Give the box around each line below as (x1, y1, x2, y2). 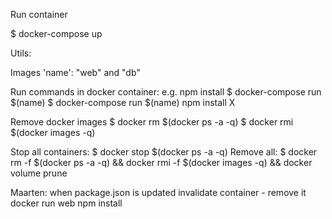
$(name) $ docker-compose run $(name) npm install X (10, 97, 236, 108)
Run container (10, 9, 68, 20)
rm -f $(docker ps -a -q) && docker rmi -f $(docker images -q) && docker (10, 157, 313, 168)
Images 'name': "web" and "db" (10, 67, 141, 78)
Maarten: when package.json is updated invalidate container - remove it (10, 187, 307, 198)
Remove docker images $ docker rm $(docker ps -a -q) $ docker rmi (10, 116, 294, 128)
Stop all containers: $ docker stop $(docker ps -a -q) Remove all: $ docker (10, 146, 318, 158)
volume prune (10, 167, 68, 179)
